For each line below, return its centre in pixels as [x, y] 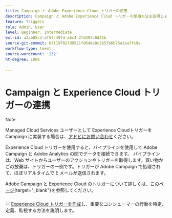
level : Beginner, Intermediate [39, 32]
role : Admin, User [25, 27]
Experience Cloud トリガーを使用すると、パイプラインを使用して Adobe [81, 147]
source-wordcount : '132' [32, 54]
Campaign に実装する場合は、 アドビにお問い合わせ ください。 [71, 137]
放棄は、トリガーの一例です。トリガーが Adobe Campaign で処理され [87, 167]
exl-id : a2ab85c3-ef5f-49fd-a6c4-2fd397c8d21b [56, 38]
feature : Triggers [25, 21]
